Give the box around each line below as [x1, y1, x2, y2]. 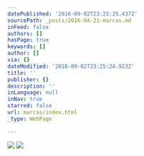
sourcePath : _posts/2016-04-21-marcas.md [7, 17, 132, 24]
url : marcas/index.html [7, 109, 78, 116]
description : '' [7, 83, 55, 90]
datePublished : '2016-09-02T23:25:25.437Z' [7, 10, 138, 18]
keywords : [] [7, 43, 46, 50]
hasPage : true [7, 37, 50, 44]
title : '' [7, 69, 37, 76]
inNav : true [7, 96, 43, 103]
